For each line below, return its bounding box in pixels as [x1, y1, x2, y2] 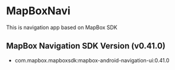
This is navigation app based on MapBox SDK [6, 24, 117, 31]
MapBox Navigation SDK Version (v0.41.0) [6, 41, 166, 51]
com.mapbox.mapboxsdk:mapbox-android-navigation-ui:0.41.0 [14, 56, 170, 63]
